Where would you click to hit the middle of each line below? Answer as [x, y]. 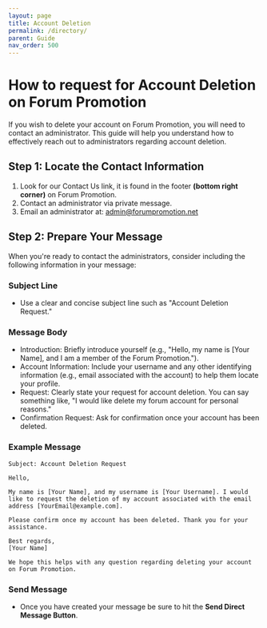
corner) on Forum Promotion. [68, 194]
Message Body [38, 332]
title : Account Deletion [50, 23]
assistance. [28, 527]
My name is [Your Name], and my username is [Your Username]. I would [128, 492]
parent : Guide [32, 38]
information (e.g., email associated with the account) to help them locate [139, 375]
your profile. [40, 384]
